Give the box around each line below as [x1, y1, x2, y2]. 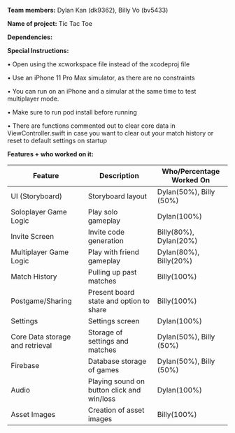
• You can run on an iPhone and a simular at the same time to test [7, 87, 197, 95]
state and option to [87, 296, 150, 306]
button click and [87, 386, 141, 395]
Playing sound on [87, 376, 145, 386]
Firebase [10, 361, 40, 370]
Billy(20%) [157, 256, 193, 265]
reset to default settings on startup [7, 136, 107, 145]
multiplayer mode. [7, 94, 59, 103]
